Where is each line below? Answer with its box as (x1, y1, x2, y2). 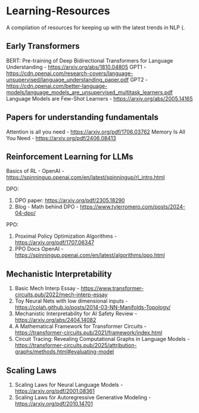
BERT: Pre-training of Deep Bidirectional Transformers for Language (6, 57, 173, 64)
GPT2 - (130, 76, 148, 83)
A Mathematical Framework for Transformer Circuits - (14, 323, 147, 330)
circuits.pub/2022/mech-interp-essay (14, 291, 108, 299)
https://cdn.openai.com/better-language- (6, 82, 108, 89)
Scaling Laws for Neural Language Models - (14, 381, 123, 388)
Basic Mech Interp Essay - (14, 285, 80, 292)
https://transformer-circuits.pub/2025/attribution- (14, 341, 137, 349)
